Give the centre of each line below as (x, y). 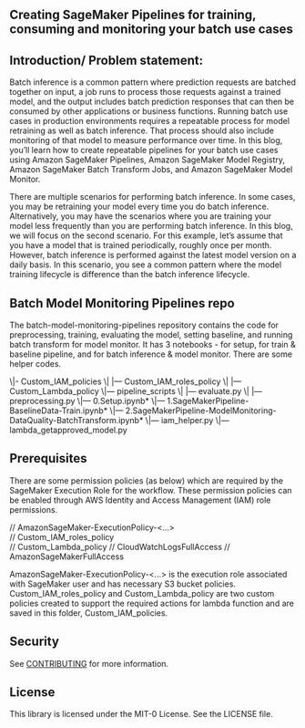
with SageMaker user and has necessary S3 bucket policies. (123, 584)
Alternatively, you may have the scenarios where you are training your (140, 216)
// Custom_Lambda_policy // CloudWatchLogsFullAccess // (120, 546)
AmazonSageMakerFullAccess (67, 556)
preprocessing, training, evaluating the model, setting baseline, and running (151, 335)
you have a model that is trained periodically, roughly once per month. (141, 245)
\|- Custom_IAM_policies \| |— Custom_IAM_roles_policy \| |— (126, 381)
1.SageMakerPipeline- (208, 401)
